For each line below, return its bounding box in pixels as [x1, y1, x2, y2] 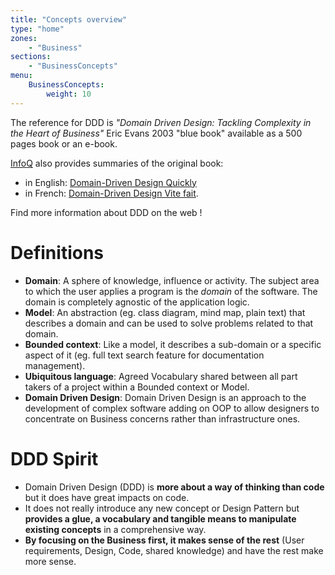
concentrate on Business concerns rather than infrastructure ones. [24, 412, 301, 425]
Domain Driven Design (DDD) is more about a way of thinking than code [24, 481, 325, 493]
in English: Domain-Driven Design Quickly [24, 176, 197, 188]
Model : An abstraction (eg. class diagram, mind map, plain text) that [24, 306, 306, 318]
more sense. [24, 555, 77, 567]
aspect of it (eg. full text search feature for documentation [24, 349, 265, 361]
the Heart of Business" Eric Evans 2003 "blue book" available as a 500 [10, 127, 303, 139]
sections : [10, 52, 52, 62]
